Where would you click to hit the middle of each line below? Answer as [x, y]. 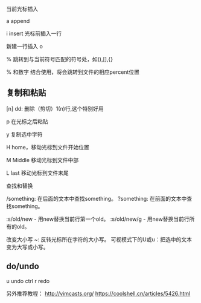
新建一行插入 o [25, 46]
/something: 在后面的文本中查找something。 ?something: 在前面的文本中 [97, 198]
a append [18, 21]
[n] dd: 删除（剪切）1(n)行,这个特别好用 [55, 108]
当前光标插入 [22, 9]
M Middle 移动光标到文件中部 [43, 160]
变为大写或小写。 [27, 247]
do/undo [23, 266]
